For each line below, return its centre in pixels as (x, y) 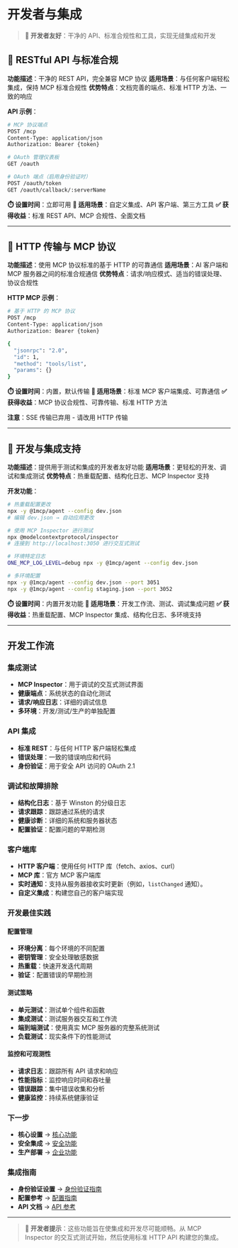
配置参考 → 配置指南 (47, 1198)
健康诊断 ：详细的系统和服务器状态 (67, 820)
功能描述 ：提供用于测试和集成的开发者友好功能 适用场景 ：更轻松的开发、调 (117, 467)
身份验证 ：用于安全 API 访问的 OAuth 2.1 (76, 766)
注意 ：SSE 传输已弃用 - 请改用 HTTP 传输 (68, 418)
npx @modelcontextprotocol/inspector (63, 537)
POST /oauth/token (34, 183)
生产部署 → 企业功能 (47, 1152)
